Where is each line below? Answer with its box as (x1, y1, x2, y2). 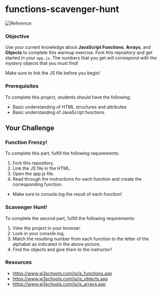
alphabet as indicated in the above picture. (12, 241, 101, 247)
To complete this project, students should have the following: (5, 94, 131, 100)
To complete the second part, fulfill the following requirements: (5, 215, 135, 221)
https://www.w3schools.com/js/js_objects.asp (12, 275, 108, 281)
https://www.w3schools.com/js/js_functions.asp (12, 270, 112, 276)
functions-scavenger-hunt (5, 4, 119, 15)
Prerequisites (5, 83, 39, 90)
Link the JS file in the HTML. (12, 165, 71, 172)
